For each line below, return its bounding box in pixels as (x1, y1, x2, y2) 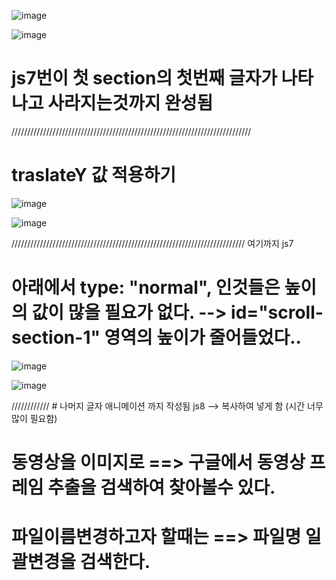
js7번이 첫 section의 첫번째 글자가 (11, 67, 278, 90)
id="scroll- (230, 301, 324, 324)
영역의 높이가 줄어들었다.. (104, 326, 302, 349)
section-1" (11, 326, 101, 349)
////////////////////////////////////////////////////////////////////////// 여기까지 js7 (11, 237, 294, 249)
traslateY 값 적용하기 (11, 164, 177, 187)
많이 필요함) (11, 412, 58, 424)
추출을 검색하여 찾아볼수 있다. (47, 476, 276, 499)
